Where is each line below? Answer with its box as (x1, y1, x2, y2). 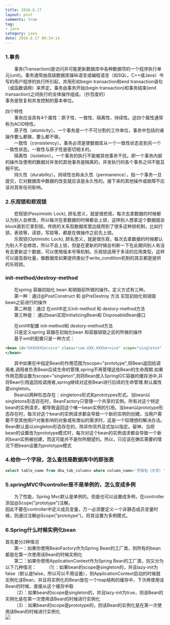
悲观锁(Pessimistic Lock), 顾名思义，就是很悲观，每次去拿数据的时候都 (14, 211, 161, 217)
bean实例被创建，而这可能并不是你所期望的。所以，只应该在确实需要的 (9, 436, 158, 442)
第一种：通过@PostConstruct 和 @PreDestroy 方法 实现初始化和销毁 (14, 292, 156, 299)
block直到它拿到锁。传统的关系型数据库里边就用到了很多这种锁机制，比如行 (5, 224, 163, 230)
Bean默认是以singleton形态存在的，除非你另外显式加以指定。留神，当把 (5, 423, 155, 429)
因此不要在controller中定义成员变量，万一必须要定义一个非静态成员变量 (5, 506, 154, 512)
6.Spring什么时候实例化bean (5, 526, 76, 533)
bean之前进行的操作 (5, 299, 47, 305)
